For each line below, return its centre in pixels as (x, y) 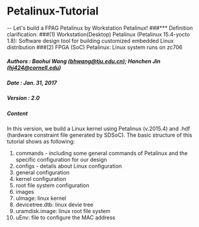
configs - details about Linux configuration (69, 166)
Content (17, 113)
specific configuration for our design (61, 160)
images (25, 192)
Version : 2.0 (23, 98)
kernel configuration (41, 179)
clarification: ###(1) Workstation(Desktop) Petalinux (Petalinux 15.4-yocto (98, 34)
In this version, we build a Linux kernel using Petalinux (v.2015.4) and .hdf (98, 129)
